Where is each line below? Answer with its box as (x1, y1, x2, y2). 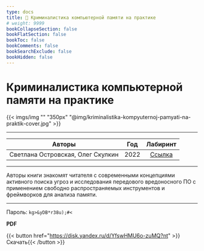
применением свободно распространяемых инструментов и (6, 184, 165, 191)
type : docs (6, 9, 34, 15)
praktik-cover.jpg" (6, 120, 52, 127)
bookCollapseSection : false (6, 26, 78, 32)
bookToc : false (6, 37, 45, 43)
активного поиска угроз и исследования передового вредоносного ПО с (6, 177, 196, 185)
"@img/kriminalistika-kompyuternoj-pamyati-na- (69, 113, 191, 120)
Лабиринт (146, 140, 177, 148)
